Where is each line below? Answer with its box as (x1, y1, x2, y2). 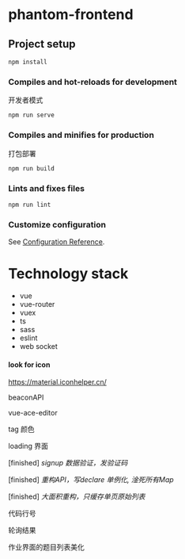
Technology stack (8, 265, 129, 283)
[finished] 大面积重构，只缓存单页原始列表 (8, 492, 145, 501)
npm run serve (8, 111, 55, 120)
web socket (19, 342, 58, 351)
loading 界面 (8, 442, 49, 451)
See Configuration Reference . (8, 237, 105, 247)
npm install (8, 58, 47, 66)
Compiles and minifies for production (8, 129, 154, 140)
